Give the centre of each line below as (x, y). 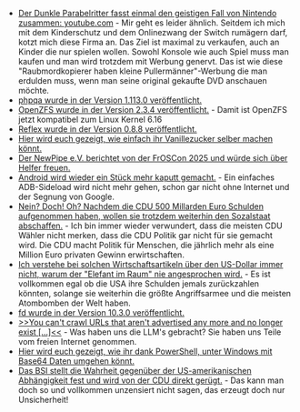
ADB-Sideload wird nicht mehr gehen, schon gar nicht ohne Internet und (154, 187)
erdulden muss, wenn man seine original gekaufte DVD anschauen (143, 80)
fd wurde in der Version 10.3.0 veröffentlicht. (101, 312)
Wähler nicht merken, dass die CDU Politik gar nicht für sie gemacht (145, 235)
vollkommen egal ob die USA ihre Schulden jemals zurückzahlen (139, 284)
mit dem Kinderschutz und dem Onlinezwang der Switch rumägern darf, (153, 32)
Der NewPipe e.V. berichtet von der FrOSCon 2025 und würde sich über (153, 158)
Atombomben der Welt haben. (74, 303)
